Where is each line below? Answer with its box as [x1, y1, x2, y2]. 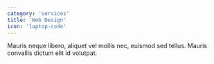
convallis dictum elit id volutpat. [7, 49, 98, 57]
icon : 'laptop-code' [7, 23, 67, 30]
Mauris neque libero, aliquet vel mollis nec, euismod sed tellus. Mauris [7, 42, 208, 50]
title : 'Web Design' [7, 17, 67, 23]
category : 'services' [7, 10, 70, 17]
